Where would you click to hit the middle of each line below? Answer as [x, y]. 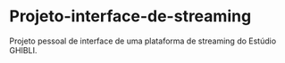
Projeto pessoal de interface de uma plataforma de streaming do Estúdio [143, 41]
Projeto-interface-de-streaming [130, 16]
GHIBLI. [23, 50]
